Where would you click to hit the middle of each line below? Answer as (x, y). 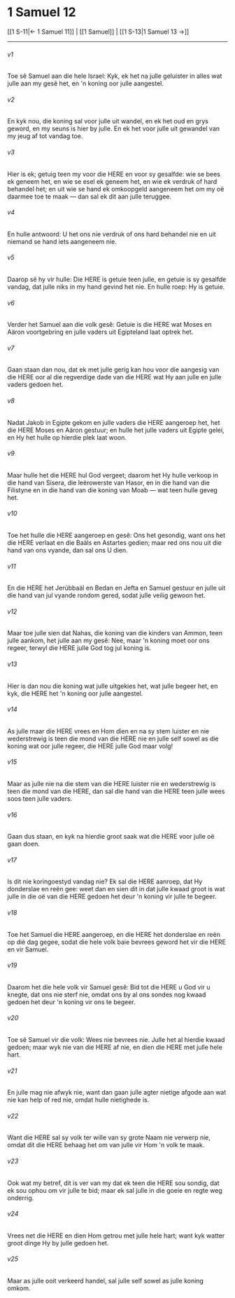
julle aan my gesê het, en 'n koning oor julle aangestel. (86, 83)
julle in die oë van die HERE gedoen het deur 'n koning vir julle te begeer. (112, 897)
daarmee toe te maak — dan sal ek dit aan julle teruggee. (89, 196)
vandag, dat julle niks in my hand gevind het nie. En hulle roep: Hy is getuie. (116, 286)
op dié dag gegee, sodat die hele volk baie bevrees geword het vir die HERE (116, 942)
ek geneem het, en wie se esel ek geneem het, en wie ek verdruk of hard (112, 181)
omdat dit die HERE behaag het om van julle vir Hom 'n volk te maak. (106, 1145)
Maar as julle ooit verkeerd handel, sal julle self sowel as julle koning (106, 1281)
